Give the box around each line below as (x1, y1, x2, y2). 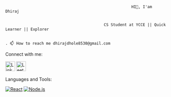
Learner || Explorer (5, 27, 50, 32)
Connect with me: (5, 51, 42, 57)
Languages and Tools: (5, 76, 52, 82)
